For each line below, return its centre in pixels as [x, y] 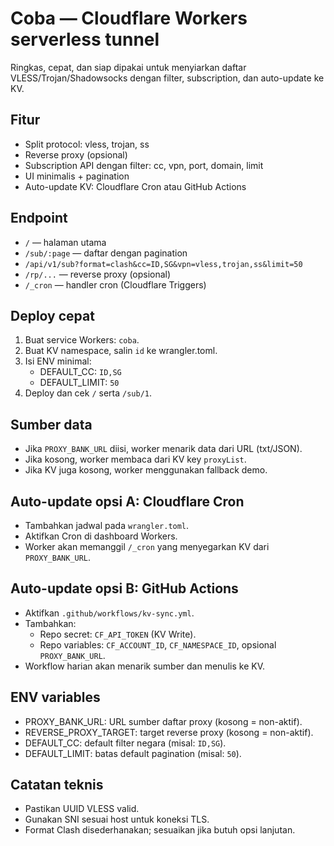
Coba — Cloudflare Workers [129, 18]
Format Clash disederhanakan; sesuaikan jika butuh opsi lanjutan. [160, 830]
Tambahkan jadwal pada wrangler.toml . [107, 525]
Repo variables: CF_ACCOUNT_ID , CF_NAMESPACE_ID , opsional [158, 644]
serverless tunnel [85, 39]
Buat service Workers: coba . [82, 340]
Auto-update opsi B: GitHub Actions [124, 588]
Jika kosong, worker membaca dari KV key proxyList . [135, 459]
